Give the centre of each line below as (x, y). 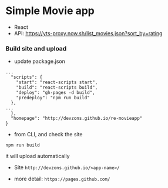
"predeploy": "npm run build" (53, 98)
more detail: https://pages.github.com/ (62, 179)
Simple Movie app (50, 11)
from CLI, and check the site (48, 135)
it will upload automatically (38, 156)
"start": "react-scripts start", (57, 83)
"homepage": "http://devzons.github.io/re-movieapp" (77, 119)
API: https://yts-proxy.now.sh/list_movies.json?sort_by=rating (88, 33)
